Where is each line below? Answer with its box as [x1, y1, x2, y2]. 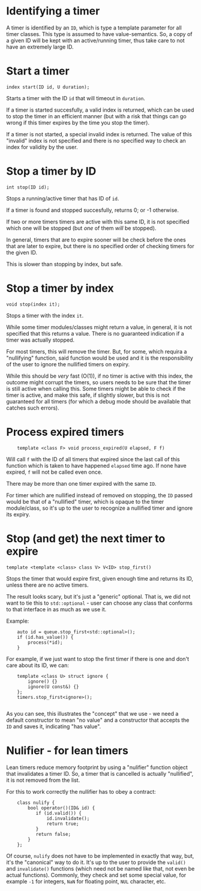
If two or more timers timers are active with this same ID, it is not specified [6, 218, 190, 225]
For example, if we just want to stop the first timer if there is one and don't [6, 655, 190, 662]
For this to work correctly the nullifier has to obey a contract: [6, 788, 156, 795]
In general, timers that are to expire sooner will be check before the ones [6, 236, 186, 243]
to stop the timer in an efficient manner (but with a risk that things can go [6, 112, 187, 119]
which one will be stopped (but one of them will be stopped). [6, 224, 157, 232]
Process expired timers [6, 425, 124, 439]
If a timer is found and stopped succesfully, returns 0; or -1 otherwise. [6, 206, 179, 214]
